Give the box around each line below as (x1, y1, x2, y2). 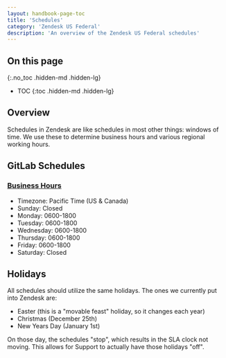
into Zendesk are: (7, 294, 58, 302)
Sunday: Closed (17, 204, 63, 212)
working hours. (7, 140, 51, 148)
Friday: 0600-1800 (17, 240, 71, 249)
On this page (7, 55, 64, 66)
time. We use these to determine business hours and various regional (7, 132, 205, 141)
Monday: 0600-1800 (17, 211, 76, 220)
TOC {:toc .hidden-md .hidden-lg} (17, 87, 114, 96)
